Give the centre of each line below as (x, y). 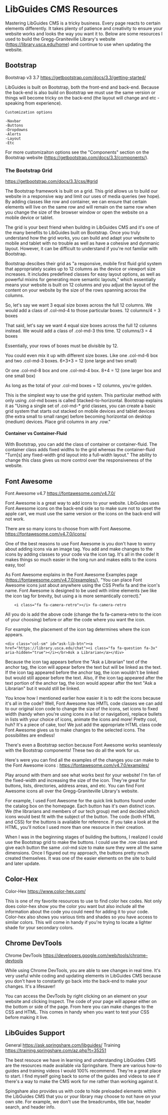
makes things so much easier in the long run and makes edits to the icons (81, 560)
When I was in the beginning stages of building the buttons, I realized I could (84, 837)
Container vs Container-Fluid (36, 433)
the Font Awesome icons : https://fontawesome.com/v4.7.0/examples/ (77, 765)
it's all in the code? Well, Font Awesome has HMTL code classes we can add (84, 703)
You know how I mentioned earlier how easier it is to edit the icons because (83, 698)
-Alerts (13, 134)
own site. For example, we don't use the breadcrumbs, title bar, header (78, 1101)
